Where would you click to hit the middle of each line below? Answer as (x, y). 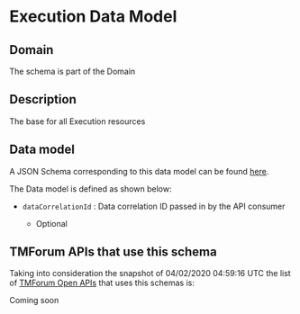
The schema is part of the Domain (73, 71)
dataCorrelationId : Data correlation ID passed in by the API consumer (154, 206)
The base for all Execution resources (77, 121)
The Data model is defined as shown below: (91, 188)
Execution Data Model (93, 17)
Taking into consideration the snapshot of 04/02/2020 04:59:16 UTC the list (150, 274)
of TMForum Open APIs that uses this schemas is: (102, 283)
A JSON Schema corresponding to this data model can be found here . (139, 171)
